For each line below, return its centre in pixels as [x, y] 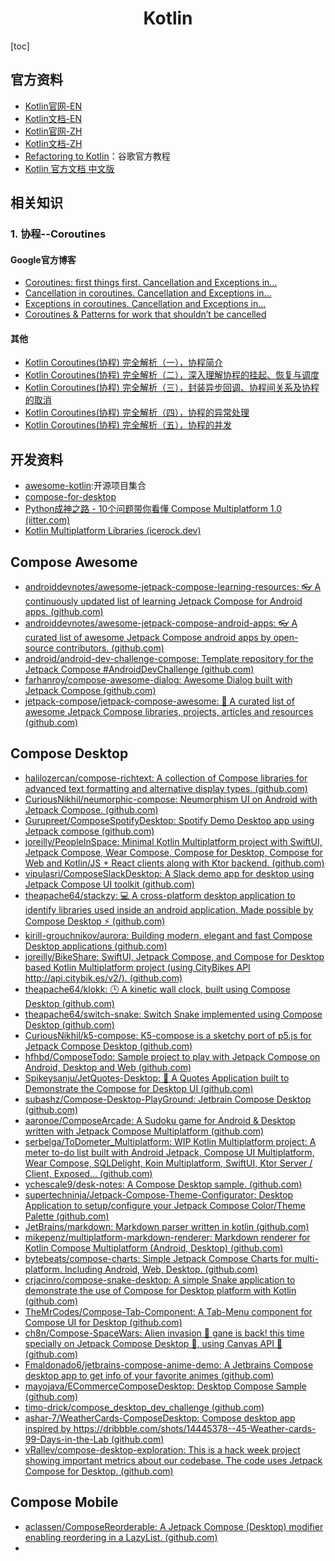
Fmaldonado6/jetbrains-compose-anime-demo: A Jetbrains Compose [169, 1364]
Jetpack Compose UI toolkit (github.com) [109, 884]
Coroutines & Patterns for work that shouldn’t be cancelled [145, 314]
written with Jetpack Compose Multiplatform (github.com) [144, 1131]
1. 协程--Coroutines [58, 234]
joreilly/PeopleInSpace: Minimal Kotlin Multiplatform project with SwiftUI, [173, 841]
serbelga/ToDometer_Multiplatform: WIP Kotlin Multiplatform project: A [170, 1141]
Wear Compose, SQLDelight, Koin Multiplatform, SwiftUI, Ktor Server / [168, 1163]
